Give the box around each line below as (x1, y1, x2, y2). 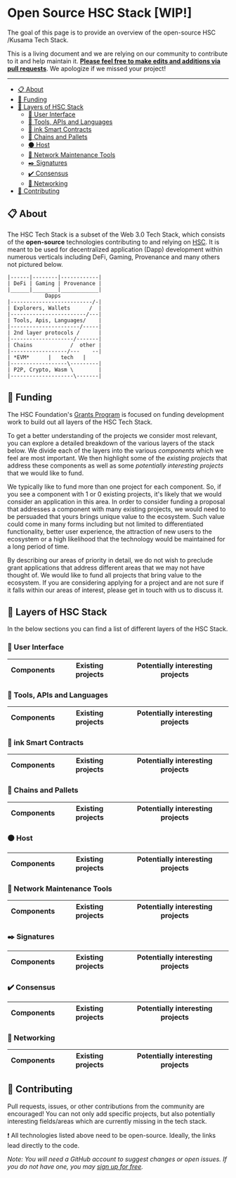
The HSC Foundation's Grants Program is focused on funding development (7, 410, 225, 418)
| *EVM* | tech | (7, 353, 86, 361)
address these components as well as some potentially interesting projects (7, 461, 223, 470)
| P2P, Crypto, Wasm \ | (7, 366, 102, 373)
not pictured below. (7, 260, 63, 268)
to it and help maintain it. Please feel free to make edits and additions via (7, 56, 221, 65)
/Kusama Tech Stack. (7, 35, 69, 44)
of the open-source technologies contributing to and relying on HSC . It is (7, 237, 220, 246)
